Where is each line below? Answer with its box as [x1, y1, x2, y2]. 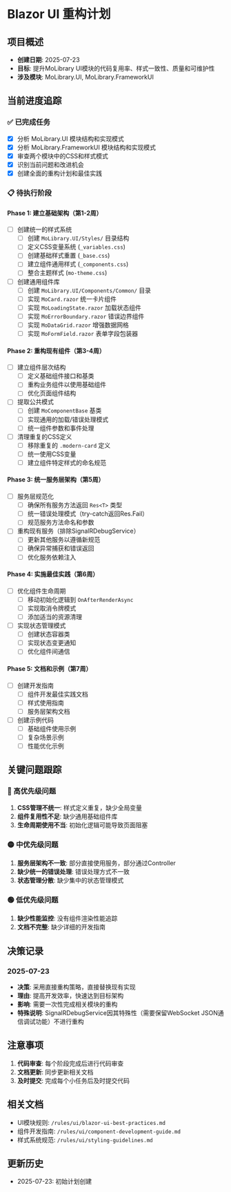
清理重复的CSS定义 [17, 433, 72, 441]
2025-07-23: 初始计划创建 [17, 1177, 92, 1186]
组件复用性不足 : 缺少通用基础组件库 [17, 812, 118, 820]
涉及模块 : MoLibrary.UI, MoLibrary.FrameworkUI [17, 73, 154, 81]
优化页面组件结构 [27, 389, 77, 397]
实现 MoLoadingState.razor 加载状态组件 [27, 303, 141, 312]
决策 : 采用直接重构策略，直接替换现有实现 [17, 983, 136, 991]
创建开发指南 [17, 681, 54, 690]
